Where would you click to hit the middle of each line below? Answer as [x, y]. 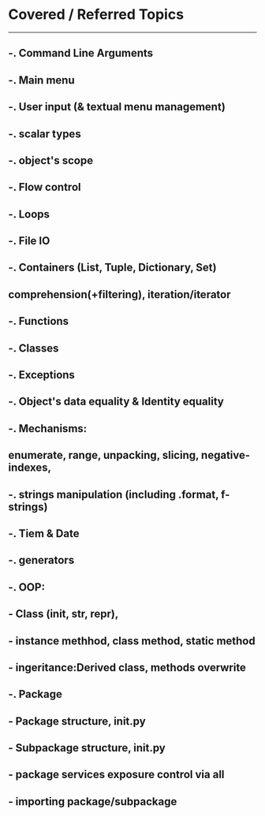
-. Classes [34, 348]
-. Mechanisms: [48, 428]
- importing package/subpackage [93, 801]
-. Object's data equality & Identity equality [116, 402]
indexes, [30, 468]
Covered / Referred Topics [96, 15]
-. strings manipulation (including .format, [114, 494]
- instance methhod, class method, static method [132, 641]
